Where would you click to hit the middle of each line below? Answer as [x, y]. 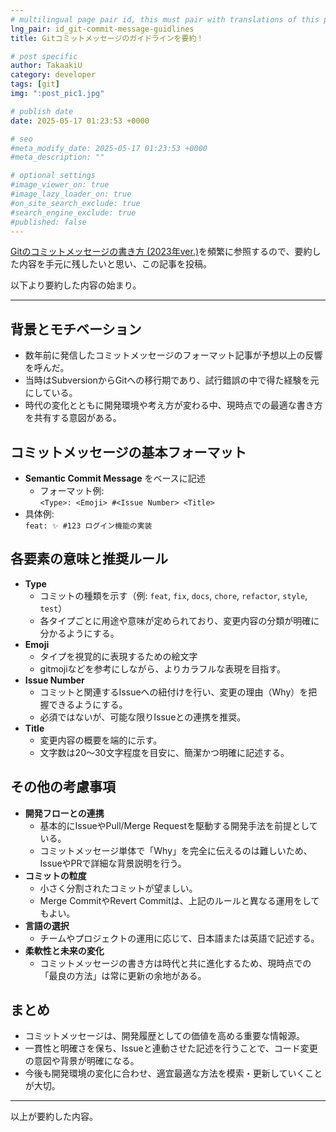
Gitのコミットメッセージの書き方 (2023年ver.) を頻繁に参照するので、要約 [161, 252]
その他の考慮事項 [63, 787]
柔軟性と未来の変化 [64, 950]
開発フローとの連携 [64, 813]
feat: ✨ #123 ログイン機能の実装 [88, 526]
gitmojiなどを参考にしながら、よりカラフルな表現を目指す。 [162, 668]
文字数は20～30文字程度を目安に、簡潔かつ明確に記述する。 [164, 752]
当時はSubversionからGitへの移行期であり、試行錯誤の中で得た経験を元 [172, 380]
